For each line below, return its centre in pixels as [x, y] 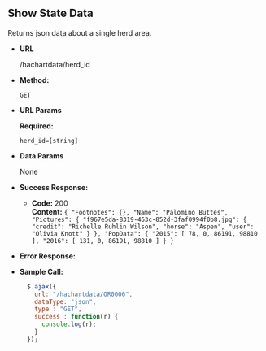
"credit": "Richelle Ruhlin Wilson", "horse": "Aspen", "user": [143, 227]
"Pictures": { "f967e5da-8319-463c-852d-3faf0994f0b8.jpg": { [139, 219]
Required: [36, 126]
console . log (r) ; [69, 324]
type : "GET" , [58, 309]
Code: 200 [50, 203]
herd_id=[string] [49, 141]
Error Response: [48, 256]
